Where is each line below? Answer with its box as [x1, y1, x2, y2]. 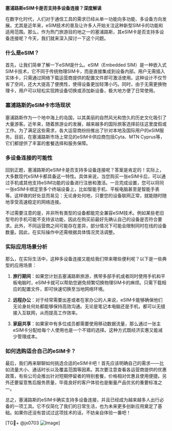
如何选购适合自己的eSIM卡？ [5, 348, 76, 355]
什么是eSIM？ [5, 49, 39, 56]
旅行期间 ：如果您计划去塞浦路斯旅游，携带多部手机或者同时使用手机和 [12, 273, 161, 279]
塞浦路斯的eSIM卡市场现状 [5, 102, 71, 109]
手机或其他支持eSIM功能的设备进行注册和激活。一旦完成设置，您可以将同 [9, 179, 164, 185]
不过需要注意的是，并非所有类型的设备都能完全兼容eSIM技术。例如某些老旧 [5, 210, 164, 216]
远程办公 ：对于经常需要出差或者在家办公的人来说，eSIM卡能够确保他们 [12, 297, 163, 303]
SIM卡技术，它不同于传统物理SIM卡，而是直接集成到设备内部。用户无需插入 [5, 68, 165, 74]
